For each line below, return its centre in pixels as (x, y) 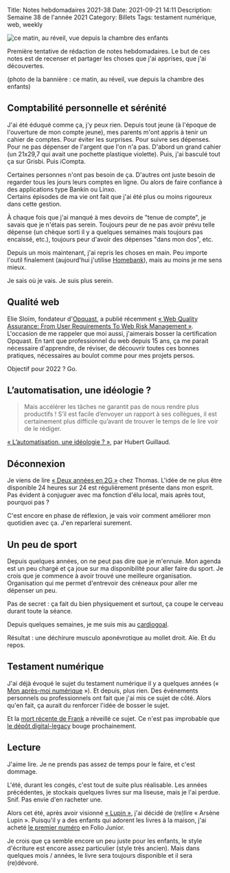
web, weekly (25, 24)
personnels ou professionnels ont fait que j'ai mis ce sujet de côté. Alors (109, 697)
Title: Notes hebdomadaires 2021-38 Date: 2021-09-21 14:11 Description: (110, 10)
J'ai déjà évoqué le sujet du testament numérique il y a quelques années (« (113, 683)
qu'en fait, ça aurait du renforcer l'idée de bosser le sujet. (88, 705)
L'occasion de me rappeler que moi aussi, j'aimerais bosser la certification (112, 333)
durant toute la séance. (40, 611)
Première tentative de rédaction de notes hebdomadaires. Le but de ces (109, 51)
